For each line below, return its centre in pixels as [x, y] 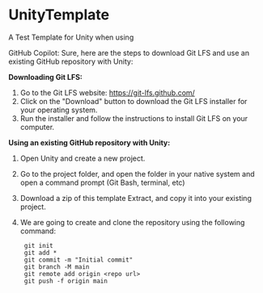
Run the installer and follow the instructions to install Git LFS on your [134, 118]
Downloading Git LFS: [45, 77]
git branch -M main [57, 267]
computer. [37, 127]
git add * [40, 253]
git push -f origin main [66, 281]
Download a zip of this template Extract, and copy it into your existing [136, 198]
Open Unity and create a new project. [83, 158]
